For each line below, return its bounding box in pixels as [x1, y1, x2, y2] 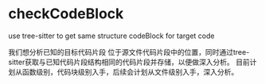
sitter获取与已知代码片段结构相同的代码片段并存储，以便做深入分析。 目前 [8, 57, 251, 67]
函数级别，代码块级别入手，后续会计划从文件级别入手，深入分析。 [21, 67, 239, 76]
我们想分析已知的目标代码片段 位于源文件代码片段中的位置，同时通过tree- [8, 47, 250, 56]
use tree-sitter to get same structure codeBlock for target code [8, 31, 215, 40]
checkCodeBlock [8, 5, 124, 23]
